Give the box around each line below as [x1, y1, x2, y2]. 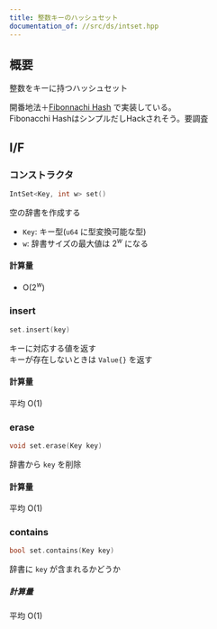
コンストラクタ [9, 169, 74, 181]
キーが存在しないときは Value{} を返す [9, 353, 153, 365]
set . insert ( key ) [9, 325, 70, 334]
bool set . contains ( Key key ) [9, 546, 115, 555]
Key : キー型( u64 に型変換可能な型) [22, 226, 147, 237]
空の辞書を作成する [9, 206, 81, 217]
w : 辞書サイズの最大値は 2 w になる [22, 236, 149, 249]
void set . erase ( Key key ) [9, 442, 103, 451]
